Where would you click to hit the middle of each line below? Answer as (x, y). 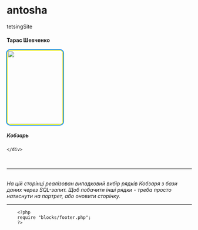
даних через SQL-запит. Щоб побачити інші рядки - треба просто (89, 190)
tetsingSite (20, 26)
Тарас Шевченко (28, 40)
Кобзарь (18, 135)
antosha (27, 10)
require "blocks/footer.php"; (54, 218)
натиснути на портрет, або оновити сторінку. (64, 196)
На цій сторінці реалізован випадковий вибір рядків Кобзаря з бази (92, 184)
